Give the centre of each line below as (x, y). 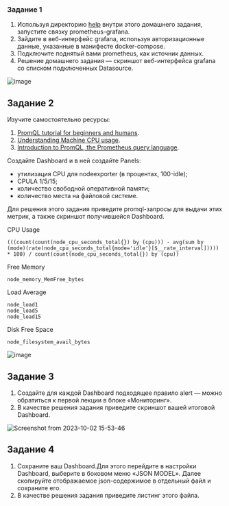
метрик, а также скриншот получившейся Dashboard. (86, 217)
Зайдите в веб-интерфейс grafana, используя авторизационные (110, 39)
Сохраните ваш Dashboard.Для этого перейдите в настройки (107, 466)
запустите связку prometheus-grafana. (73, 32)
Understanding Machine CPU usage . (69, 140)
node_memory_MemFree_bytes (46, 280)
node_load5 (23, 311)
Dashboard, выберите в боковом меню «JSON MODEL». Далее (109, 473)
